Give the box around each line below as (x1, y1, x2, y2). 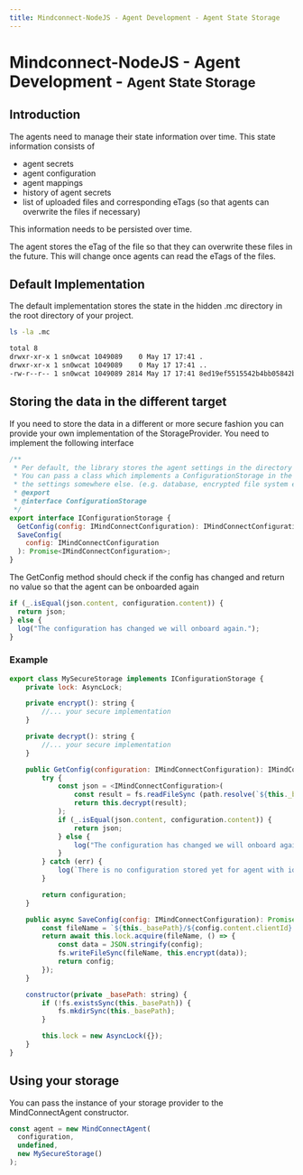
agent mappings (22, 177, 84, 188)
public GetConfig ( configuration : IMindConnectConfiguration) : (25, 764, 264, 774)
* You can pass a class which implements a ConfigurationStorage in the (13, 471, 293, 481)
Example (9, 653, 49, 666)
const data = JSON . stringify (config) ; (57, 940, 204, 949)
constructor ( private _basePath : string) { (25, 990, 188, 999)
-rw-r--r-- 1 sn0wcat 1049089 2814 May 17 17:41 (9, 369, 196, 378)
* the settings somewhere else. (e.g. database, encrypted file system (13, 480, 289, 489)
